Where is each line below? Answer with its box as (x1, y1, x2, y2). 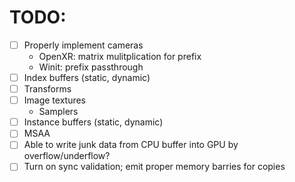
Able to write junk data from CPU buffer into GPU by (23, 139, 239, 151)
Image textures (23, 94, 87, 106)
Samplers (38, 106, 79, 118)
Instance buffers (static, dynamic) (23, 116, 164, 128)
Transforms (23, 83, 72, 95)
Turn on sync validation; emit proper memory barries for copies (23, 161, 286, 173)
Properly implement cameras (23, 39, 144, 51)
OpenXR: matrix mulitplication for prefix (38, 51, 202, 62)
